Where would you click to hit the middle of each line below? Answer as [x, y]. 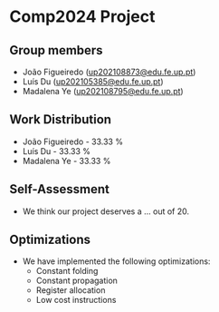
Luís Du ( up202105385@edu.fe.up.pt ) [93, 82]
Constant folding [67, 271]
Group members [56, 50]
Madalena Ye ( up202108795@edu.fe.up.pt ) [103, 91]
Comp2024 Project [82, 17]
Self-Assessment [60, 189]
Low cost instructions [76, 300]
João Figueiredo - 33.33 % [73, 141]
